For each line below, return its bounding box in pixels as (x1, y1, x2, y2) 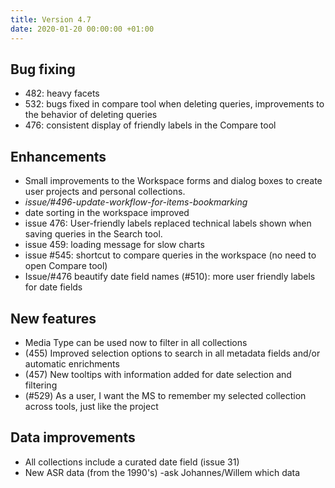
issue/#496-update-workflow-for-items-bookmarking (24, 196, 248, 208)
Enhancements (10, 148, 107, 165)
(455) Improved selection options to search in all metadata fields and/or (24, 347, 321, 359)
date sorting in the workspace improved (24, 207, 190, 219)
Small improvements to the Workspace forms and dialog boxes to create (24, 175, 323, 187)
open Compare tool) (24, 260, 108, 272)
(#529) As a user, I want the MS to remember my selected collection (24, 389, 307, 401)
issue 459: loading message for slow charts (24, 239, 205, 251)
